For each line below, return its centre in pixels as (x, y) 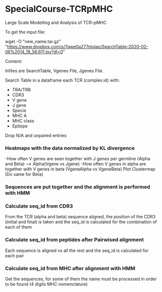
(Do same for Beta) (24, 174)
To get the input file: (25, 32)
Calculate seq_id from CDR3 (39, 206)
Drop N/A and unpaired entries (36, 135)
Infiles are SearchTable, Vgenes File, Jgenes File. (54, 71)
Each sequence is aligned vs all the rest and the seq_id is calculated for (77, 250)
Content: (14, 61)
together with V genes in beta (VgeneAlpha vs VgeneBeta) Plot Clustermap (80, 169)
